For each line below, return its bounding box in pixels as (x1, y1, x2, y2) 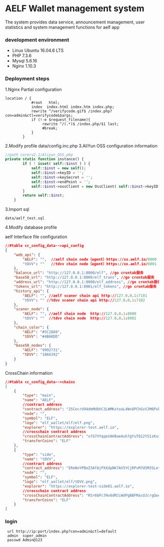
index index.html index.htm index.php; (31, 104, 115, 109)
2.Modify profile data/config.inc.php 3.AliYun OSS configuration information (5, 142, 158, 149)
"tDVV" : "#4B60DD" (22, 334, 60, 339)
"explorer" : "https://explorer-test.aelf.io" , (22, 425, 119, 430)
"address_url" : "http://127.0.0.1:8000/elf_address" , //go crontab (14, 280, 154, 284)
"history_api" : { (14, 288, 49, 293)
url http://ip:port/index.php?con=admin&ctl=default (7, 529, 117, 534)
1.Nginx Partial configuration (5, 86, 62, 92)
